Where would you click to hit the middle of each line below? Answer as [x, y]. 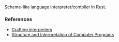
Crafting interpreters [32, 30]
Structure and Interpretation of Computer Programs [63, 35]
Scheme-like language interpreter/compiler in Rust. [55, 7]
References [18, 19]
